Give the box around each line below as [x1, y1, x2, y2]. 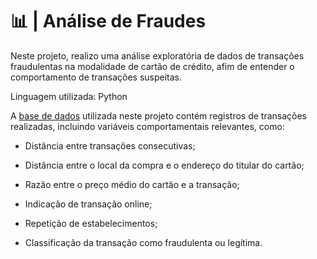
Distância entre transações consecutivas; [24, 139, 196, 152]
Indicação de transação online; [24, 198, 153, 210]
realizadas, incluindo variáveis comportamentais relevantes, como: [10, 120, 285, 132]
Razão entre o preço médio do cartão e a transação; [24, 178, 240, 190]
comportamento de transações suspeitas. [10, 71, 182, 83]
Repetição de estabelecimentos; [24, 217, 158, 229]
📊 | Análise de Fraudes [10, 10, 207, 33]
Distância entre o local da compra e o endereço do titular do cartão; [24, 159, 305, 171]
